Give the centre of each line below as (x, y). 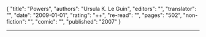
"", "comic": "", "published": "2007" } (74, 22)
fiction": (16, 22)
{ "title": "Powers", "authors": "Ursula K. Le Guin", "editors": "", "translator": (101, 9)
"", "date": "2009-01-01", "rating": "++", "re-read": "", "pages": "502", (94, 15)
